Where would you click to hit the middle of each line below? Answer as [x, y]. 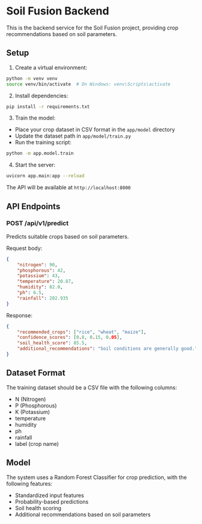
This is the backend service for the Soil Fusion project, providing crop [92, 28]
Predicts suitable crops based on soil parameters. [68, 236]
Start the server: [35, 165]
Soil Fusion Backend [58, 11]
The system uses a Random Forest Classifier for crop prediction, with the [97, 477]
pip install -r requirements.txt [48, 106]
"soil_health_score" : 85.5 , [52, 343]
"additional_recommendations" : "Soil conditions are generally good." [107, 349]
